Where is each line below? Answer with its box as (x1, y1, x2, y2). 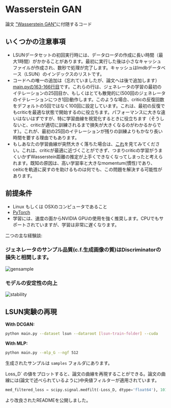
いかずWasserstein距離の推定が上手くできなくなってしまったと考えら (17, 154, 163, 160)
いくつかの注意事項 (5, 37, 66, 46)
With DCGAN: (5, 321, 35, 327)
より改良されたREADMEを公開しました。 (5, 397, 91, 403)
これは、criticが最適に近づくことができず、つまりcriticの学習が (21, 147, 154, 153)
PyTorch (12, 209, 31, 215)
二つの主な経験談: (5, 232, 43, 239)
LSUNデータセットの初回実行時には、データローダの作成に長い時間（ (12, 52, 159, 58)
